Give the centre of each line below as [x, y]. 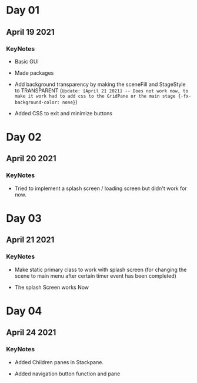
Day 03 [24, 218]
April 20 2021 [31, 159]
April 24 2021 [31, 333]
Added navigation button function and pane [67, 374]
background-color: [37, 102]
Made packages [34, 73]
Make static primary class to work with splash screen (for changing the [101, 269]
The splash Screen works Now [52, 287]
